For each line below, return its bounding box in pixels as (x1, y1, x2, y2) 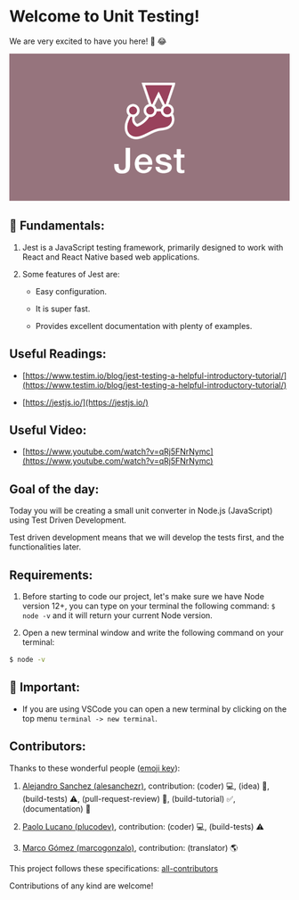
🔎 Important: (9, 680, 80, 695)
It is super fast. (35, 303, 91, 314)
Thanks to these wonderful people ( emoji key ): (9, 763, 181, 773)
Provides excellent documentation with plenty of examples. (35, 320, 253, 331)
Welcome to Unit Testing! (9, 6, 200, 27)
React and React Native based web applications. (21, 252, 200, 262)
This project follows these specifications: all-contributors (9, 863, 219, 873)
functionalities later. (9, 541, 82, 552)
